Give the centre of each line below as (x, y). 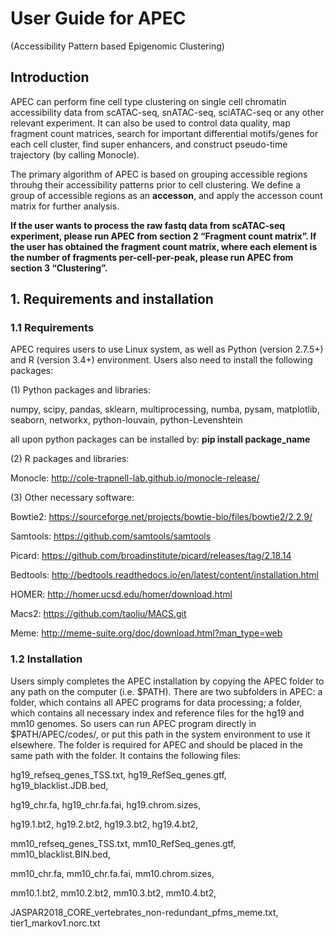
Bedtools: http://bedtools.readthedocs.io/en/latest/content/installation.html (164, 575)
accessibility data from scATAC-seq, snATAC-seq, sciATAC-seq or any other (167, 112)
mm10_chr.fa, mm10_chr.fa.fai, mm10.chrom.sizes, (112, 873)
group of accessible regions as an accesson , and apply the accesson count (166, 195)
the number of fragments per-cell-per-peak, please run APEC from (152, 257)
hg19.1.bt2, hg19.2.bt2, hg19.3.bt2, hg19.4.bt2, (104, 824)
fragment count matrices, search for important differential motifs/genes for (164, 133)
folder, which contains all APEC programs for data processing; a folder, (156, 702)
